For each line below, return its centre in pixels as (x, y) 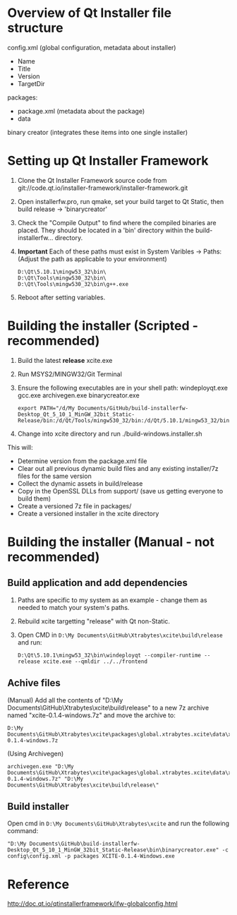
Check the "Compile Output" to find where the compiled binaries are (117, 222)
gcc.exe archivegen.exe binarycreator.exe (78, 395)
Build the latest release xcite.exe (65, 360)
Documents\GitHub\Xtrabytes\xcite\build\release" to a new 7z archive (108, 707)
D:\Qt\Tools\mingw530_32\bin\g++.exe (73, 284)
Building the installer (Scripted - (103, 326)
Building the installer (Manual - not (111, 542)
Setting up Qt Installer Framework (108, 161)
